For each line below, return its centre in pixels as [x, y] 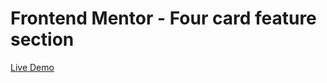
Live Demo [32, 67]
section [42, 39]
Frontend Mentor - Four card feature [163, 18]
